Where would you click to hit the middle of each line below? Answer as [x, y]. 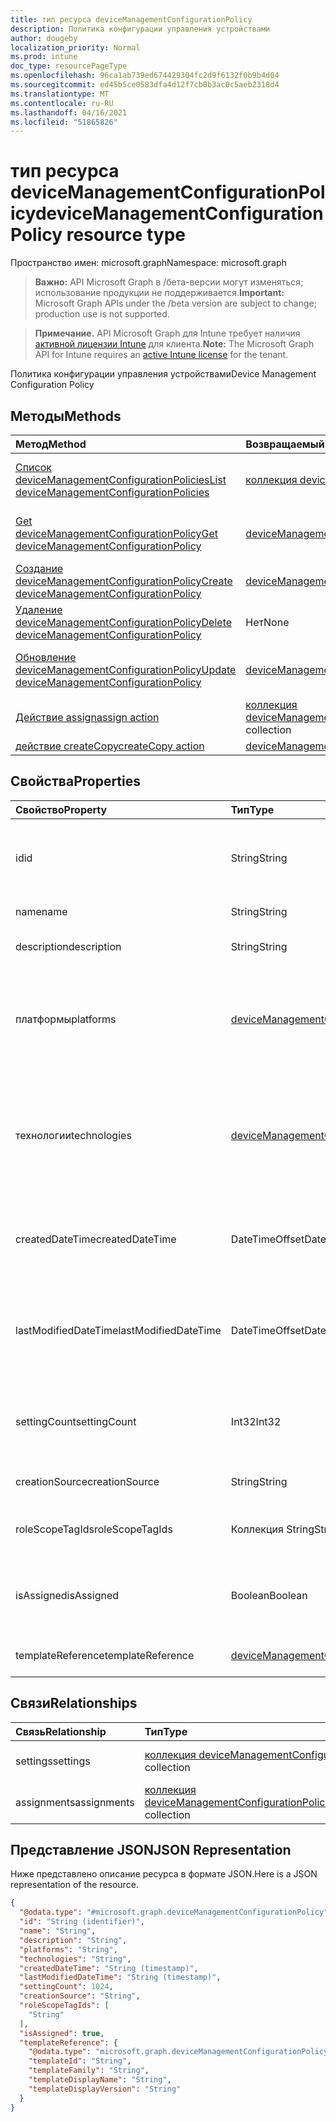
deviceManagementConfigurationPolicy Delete [124, 622]
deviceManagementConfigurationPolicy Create [124, 581]
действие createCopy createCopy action [110, 746]
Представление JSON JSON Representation [151, 1850]
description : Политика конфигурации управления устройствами [140, 29]
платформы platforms [66, 1019]
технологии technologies [73, 1135]
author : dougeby [44, 38]
